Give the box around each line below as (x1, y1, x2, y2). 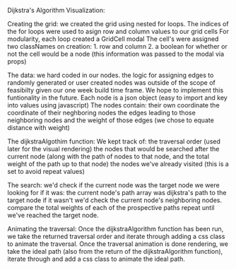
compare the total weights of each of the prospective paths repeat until (7, 204, 215, 211)
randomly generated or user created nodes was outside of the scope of (7, 78, 216, 87)
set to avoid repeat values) (7, 168, 85, 175)
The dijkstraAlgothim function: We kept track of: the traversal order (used (7, 137, 221, 146)
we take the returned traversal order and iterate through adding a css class (7, 233, 225, 240)
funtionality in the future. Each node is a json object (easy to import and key (7, 93, 228, 102)
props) (7, 57, 27, 66)
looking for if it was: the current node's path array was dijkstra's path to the (7, 189, 227, 196)
